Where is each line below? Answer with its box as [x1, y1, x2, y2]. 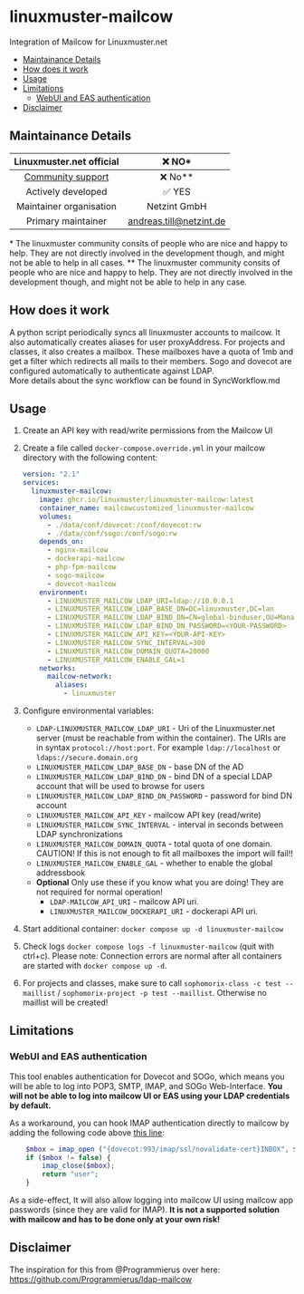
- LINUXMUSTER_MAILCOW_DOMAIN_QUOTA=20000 [46, 646, 210, 656]
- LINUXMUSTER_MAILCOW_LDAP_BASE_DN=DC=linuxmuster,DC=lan [46, 604, 274, 613]
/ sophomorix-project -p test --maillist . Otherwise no [57, 988, 267, 998]
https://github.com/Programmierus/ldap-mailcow [9, 1273, 193, 1284]
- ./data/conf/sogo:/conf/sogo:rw [46, 528, 177, 538]
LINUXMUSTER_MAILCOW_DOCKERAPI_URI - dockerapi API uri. [49, 906, 258, 916]
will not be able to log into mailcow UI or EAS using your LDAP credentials [9, 1090, 290, 1101]
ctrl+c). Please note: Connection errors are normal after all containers [22, 951, 282, 961]
